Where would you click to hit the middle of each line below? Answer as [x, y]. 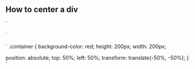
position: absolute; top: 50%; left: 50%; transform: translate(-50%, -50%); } [97, 57]
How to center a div [42, 10]
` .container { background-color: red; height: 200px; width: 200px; [86, 46]
